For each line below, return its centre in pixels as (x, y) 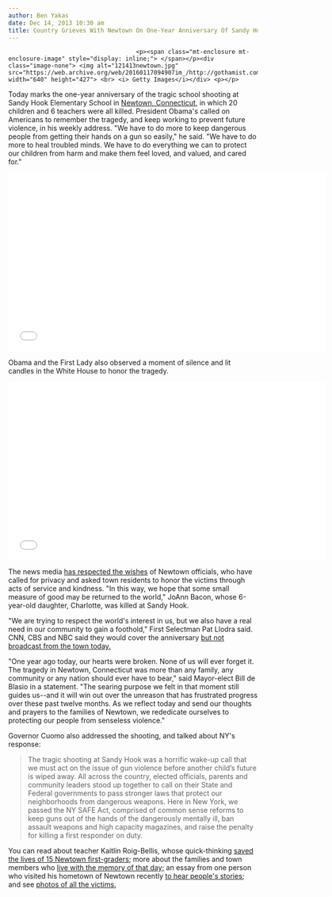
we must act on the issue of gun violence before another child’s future (142, 768)
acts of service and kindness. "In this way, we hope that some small (119, 588)
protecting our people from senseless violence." (86, 721)
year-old (22, 606)
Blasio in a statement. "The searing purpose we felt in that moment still (124, 687)
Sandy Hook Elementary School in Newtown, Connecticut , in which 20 (123, 103)
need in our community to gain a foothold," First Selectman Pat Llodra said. (131, 629)
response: (25, 744)
